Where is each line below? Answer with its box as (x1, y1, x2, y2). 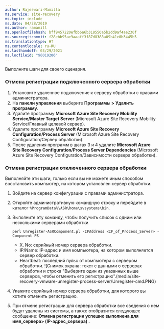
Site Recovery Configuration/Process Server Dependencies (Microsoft (12, 147, 158, 152)
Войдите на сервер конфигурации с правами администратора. (12, 190, 144, 196)
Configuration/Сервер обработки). (12, 136, 84, 142)
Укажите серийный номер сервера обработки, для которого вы (12, 288, 146, 294)
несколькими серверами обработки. (12, 219, 90, 226)
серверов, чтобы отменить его (19, 273, 85, 279)
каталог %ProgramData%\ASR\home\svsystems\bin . (12, 204, 110, 211)
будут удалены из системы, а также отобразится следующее (12, 307, 141, 314)
